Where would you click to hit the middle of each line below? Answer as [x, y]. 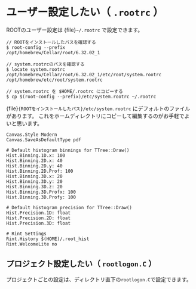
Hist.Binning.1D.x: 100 [36, 156]
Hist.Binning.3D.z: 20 [34, 187]
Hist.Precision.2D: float [38, 218]
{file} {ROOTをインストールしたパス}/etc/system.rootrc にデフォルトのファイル [98, 108]
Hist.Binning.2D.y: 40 [34, 166]
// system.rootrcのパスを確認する [45, 64]
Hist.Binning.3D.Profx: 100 [41, 192]
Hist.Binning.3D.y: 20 [34, 181]
